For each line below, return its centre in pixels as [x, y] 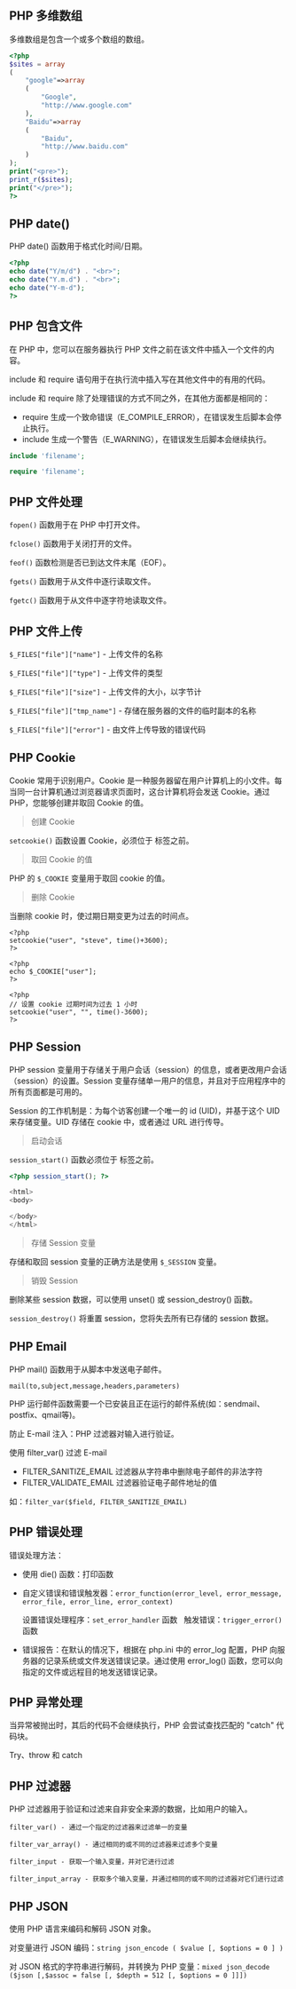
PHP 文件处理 [46, 501]
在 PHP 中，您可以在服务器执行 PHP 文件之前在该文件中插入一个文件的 [138, 349]
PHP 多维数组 [46, 16]
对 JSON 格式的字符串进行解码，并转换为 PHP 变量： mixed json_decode [140, 1966]
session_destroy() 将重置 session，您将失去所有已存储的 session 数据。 [141, 1318]
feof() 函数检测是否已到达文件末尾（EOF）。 [90, 563]
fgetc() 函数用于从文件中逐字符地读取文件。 [90, 600]
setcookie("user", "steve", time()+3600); [89, 940]
